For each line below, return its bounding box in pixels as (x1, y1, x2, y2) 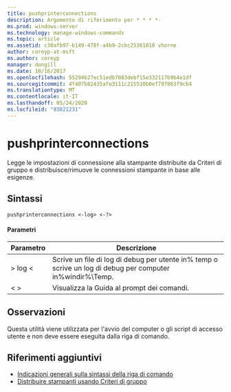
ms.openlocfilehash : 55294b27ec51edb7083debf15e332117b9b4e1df (7, 74, 192, 81)
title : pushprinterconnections (7, 10, 97, 17)
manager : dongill (7, 61, 57, 68)
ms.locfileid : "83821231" (7, 106, 81, 113)
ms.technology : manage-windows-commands (7, 29, 125, 36)
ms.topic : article (7, 36, 60, 43)
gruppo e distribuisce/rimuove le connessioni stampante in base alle (7, 166, 201, 174)
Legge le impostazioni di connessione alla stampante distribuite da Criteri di (7, 158, 222, 166)
